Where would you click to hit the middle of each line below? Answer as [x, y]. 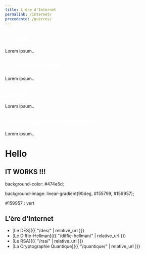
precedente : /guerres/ [28, 19]
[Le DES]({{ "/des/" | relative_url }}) [48, 231]
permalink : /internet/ [28, 14]
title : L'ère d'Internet [31, 10]
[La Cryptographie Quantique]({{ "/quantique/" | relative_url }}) [76, 247]
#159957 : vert [20, 203]
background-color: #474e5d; [35, 184]
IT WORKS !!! [25, 172]
